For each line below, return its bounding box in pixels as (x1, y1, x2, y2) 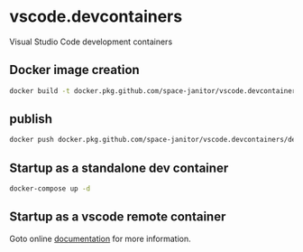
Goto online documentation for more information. (9, 233, 191, 244)
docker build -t (9, 86, 70, 96)
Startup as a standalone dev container (9, 160, 229, 175)
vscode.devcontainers (9, 6, 183, 27)
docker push (9, 135, 54, 145)
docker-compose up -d (9, 184, 91, 193)
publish (9, 111, 52, 127)
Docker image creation (9, 62, 140, 78)
